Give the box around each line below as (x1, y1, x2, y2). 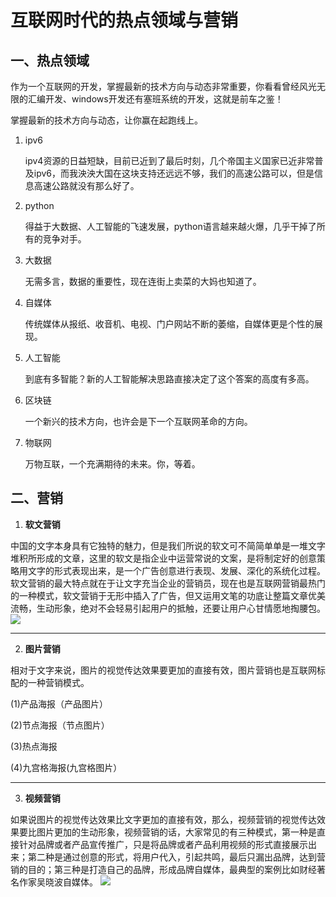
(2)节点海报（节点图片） (10, 719, 110, 731)
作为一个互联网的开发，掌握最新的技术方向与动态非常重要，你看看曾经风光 (10, 81, 317, 92)
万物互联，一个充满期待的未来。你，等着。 (24, 458, 201, 470)
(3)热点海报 (10, 740, 58, 752)
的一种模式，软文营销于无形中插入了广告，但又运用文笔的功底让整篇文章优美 (10, 589, 326, 601)
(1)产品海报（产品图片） (10, 697, 108, 710)
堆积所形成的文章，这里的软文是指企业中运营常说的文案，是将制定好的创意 (10, 552, 317, 564)
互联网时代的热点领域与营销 (10, 9, 239, 32)
